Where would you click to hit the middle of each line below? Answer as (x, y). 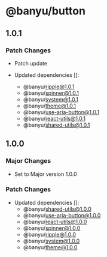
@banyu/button (46, 11)
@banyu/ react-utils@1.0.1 (54, 118)
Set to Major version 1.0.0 (45, 174)
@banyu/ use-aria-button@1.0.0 (62, 215)
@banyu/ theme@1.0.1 (49, 106)
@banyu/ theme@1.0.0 (50, 247)
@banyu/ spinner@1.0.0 (52, 228)
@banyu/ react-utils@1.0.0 (55, 222)
